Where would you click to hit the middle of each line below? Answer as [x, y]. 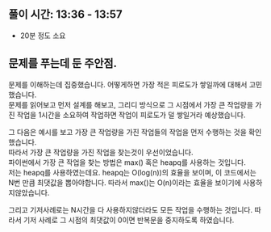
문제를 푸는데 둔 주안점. [63, 63]
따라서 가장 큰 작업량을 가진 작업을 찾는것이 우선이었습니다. [101, 152]
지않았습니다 [28, 192]
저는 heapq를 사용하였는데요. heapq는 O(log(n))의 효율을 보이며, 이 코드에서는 [132, 172]
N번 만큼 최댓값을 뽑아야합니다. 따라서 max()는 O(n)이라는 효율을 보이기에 [125, 182]
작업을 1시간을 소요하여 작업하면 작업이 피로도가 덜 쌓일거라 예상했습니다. [131, 115]
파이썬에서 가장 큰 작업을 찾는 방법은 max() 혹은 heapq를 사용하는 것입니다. [127, 162]
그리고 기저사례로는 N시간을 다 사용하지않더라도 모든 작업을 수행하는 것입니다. [130, 209]
